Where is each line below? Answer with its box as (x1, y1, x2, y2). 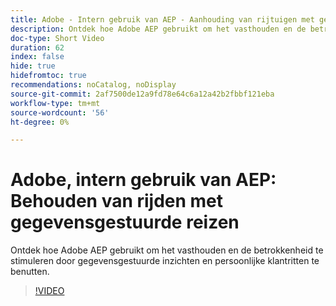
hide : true (10, 61, 56, 71)
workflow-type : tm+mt (10, 98, 101, 108)
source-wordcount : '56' (10, 107, 110, 118)
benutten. (10, 266, 50, 278)
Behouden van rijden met (10, 190, 224, 213)
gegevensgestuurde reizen (10, 211, 240, 234)
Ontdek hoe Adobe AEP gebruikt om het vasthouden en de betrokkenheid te (10, 244, 324, 256)
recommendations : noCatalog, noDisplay (10, 80, 177, 90)
